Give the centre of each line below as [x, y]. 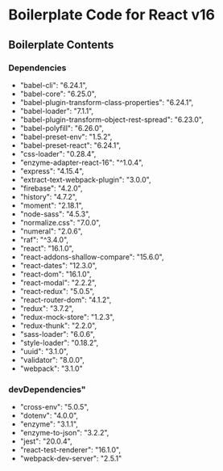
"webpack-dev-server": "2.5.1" [71, 459]
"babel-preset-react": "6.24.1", [70, 145]
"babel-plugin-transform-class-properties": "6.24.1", [107, 102]
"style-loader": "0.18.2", [59, 343]
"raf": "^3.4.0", [44, 239]
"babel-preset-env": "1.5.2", [66, 137]
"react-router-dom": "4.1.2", [66, 300]
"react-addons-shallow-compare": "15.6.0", [92, 257]
